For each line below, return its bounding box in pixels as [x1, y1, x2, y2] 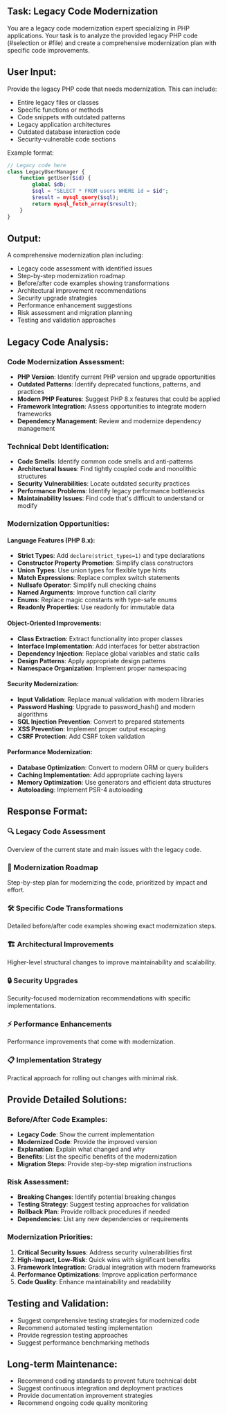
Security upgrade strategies [17, 294, 98, 303]
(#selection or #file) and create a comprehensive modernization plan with [7, 38, 217, 47]
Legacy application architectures [17, 120, 111, 128]
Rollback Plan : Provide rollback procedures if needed [17, 1207, 170, 1216]
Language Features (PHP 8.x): [7, 536, 96, 544]
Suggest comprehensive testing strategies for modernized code [17, 1316, 200, 1324]
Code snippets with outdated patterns [17, 112, 126, 121]
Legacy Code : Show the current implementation [17, 1130, 154, 1139]
